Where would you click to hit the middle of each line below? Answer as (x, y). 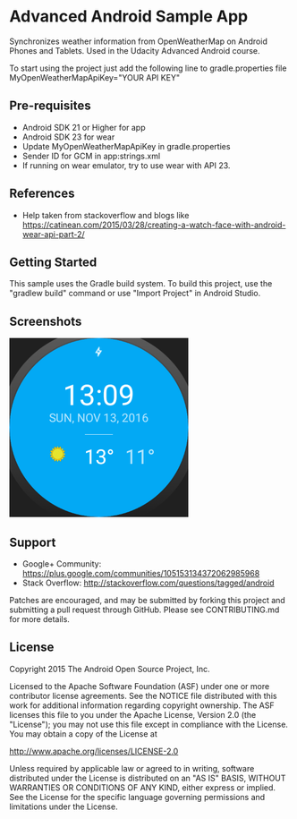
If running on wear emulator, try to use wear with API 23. (126, 165)
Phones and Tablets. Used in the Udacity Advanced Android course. (135, 50)
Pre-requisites (50, 106)
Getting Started (53, 262)
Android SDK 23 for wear (68, 137)
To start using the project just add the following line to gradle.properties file (148, 68)
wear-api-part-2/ (53, 234)
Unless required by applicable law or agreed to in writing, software (132, 768)
